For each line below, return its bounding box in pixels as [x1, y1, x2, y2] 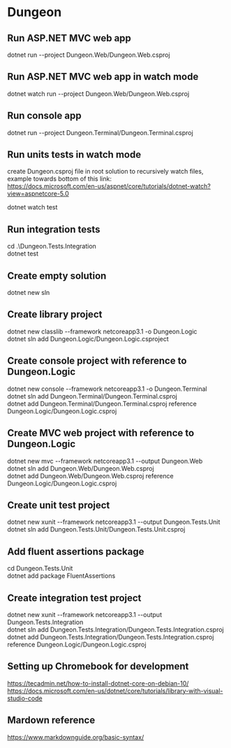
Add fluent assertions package [7, 546, 144, 557]
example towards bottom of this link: [7, 174, 112, 183]
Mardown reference [7, 714, 96, 726]
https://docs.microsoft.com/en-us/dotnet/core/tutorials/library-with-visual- [7, 686, 223, 695]
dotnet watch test [7, 203, 58, 212]
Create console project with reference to [7, 355, 187, 367]
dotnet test [7, 249, 39, 258]
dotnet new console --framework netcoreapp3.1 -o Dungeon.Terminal [7, 385, 207, 393]
